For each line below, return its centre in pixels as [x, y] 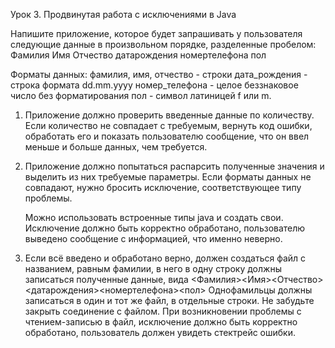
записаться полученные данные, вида [106, 279]
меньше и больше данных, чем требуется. [116, 147]
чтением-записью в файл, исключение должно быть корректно [161, 322]
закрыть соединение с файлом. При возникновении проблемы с [163, 311]
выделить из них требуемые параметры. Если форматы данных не [168, 177]
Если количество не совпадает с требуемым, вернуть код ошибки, [168, 125]
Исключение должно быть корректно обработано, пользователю [165, 228]
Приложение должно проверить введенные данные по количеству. [169, 115]
